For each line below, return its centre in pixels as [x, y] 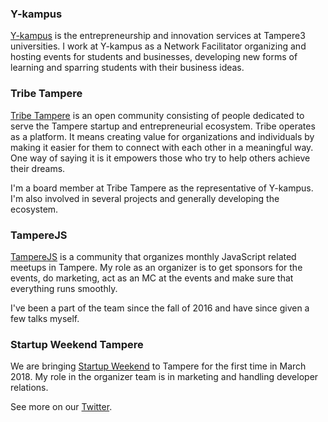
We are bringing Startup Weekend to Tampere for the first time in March [158, 366]
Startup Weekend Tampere [77, 344]
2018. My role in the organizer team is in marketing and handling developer [164, 377]
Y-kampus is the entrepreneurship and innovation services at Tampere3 [158, 36]
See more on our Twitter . [61, 407]
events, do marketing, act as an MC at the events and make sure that [152, 278]
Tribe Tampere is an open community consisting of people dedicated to [157, 115]
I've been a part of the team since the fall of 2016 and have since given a [160, 308]
